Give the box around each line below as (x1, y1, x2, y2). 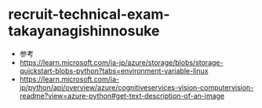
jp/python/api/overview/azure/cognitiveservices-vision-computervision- (19, 82, 254, 92)
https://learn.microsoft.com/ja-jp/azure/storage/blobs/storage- (19, 57, 224, 67)
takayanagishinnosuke (8, 22, 160, 40)
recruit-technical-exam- (8, 5, 170, 23)
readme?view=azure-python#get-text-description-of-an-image (19, 91, 225, 100)
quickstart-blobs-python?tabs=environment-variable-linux (19, 66, 209, 75)
